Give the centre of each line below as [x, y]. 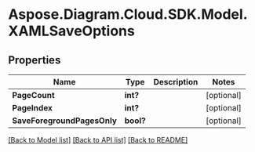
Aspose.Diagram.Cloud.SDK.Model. [128, 14]
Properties [35, 60]
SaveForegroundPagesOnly [65, 121]
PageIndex [33, 108]
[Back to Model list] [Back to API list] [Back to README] [98, 140]
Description [176, 82]
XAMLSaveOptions [71, 31]
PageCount [33, 95]
